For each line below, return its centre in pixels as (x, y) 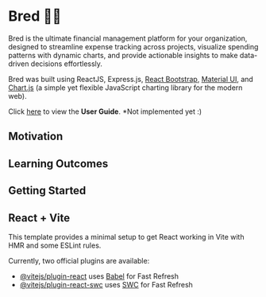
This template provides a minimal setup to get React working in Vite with (126, 236)
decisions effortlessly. (67, 64)
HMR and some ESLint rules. (55, 245)
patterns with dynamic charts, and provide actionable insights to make (123, 55)
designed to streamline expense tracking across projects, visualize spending (133, 46)
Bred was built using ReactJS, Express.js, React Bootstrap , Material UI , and (131, 79)
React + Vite (39, 218)
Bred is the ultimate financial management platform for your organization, (128, 38)
